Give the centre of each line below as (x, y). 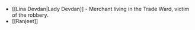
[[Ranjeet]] (25, 21)
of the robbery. (30, 15)
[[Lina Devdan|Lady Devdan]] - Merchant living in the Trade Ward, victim (100, 9)
